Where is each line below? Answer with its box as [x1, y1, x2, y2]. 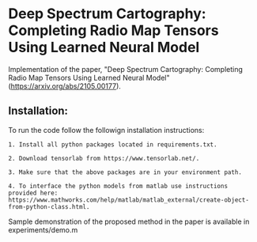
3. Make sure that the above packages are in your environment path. [8, 168, 243, 176]
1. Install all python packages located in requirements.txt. [8, 140, 217, 149]
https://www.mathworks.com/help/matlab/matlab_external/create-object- [8, 195, 249, 204]
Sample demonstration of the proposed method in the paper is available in [8, 217, 250, 226]
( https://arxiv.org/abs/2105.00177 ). [8, 81, 121, 91]
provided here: [8, 189, 59, 197]
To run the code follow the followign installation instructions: [8, 125, 205, 134]
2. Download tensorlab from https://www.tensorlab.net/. [8, 154, 200, 162]
